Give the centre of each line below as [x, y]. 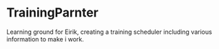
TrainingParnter [53, 13]
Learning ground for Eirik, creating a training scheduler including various [109, 32]
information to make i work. [45, 39]
